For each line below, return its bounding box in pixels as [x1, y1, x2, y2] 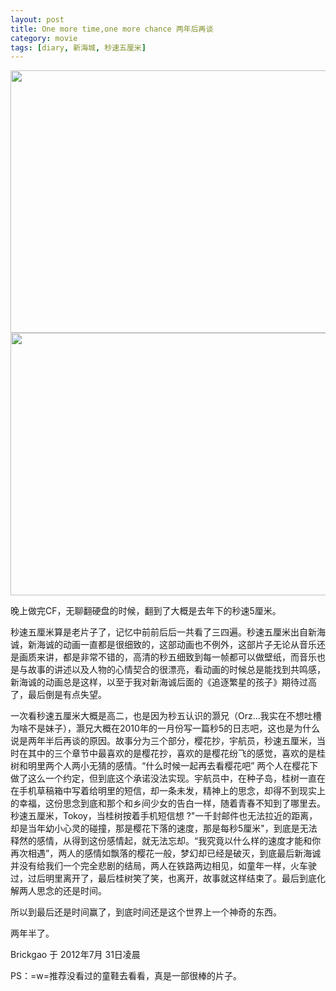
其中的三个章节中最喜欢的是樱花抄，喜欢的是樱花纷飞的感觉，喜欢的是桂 [27, 747, 326, 760]
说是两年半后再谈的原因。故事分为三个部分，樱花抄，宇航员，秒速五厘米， [10, 735, 317, 747]
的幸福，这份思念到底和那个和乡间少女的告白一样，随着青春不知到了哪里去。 [10, 797, 326, 810]
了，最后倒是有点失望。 [10, 689, 107, 701]
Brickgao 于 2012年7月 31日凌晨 [10, 949, 141, 961]
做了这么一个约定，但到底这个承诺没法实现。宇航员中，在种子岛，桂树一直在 [10, 772, 326, 785]
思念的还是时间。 [36, 885, 107, 897]
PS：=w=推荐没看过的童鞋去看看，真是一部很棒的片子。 [10, 970, 242, 982]
